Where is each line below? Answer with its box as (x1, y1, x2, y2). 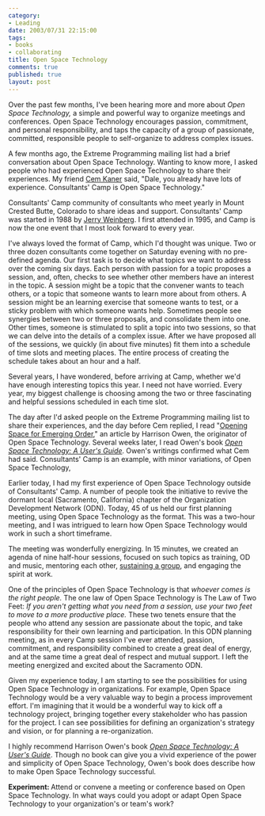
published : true (8, 71, 62, 78)
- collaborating (8, 48, 62, 56)
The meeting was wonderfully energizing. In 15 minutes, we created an (8, 543, 239, 553)
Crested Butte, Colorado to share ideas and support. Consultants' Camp (8, 206, 243, 215)
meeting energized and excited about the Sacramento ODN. (8, 660, 203, 669)
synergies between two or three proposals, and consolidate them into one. (8, 314, 251, 323)
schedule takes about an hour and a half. (8, 356, 141, 365)
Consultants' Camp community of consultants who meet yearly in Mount (8, 197, 244, 207)
